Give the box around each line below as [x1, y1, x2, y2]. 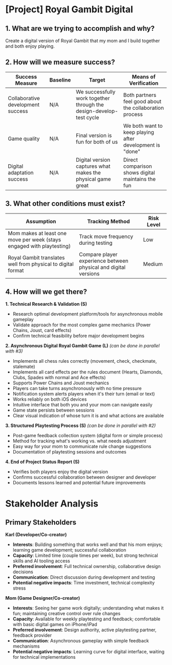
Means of [132, 73, 156, 80]
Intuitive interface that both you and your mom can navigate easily [12, 402, 153, 408]
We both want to [123, 122, 163, 129]
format [8, 267, 24, 274]
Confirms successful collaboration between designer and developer [12, 474, 157, 480]
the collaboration [123, 104, 164, 111]
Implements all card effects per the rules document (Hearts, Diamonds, [12, 369, 163, 375]
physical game [76, 175, 111, 183]
